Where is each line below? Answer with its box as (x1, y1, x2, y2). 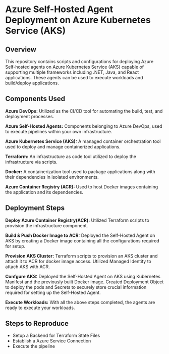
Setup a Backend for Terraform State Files (12, 332, 100, 339)
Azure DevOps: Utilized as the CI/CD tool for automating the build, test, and (5, 108, 163, 114)
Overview (5, 45, 37, 54)
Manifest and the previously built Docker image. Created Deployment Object (5, 279, 164, 285)
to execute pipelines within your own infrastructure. (5, 128, 112, 134)
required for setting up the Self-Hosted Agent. (5, 289, 101, 295)
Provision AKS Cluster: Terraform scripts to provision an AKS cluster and (5, 252, 158, 259)
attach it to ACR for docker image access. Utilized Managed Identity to (5, 258, 151, 264)
